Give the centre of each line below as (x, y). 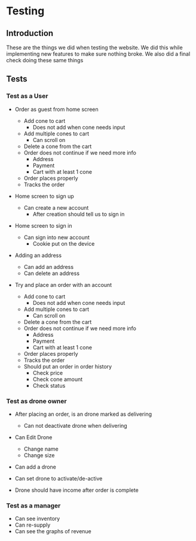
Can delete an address (51, 273)
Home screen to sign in (43, 225)
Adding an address (38, 255)
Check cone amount (58, 379)
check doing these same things (45, 60)
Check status (49, 385)
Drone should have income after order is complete (76, 490)
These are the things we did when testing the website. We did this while (95, 47)
